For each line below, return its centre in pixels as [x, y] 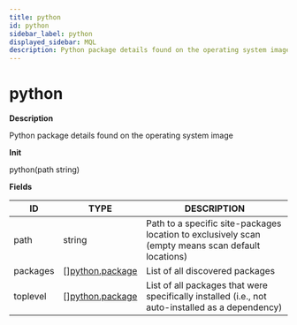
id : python [29, 26]
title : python [35, 17]
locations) [167, 257]
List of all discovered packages [210, 271]
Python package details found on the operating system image [122, 136]
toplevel [30, 297]
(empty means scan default [203, 246]
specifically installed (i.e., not [206, 297]
